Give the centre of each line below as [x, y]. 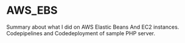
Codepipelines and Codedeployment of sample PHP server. [81, 33]
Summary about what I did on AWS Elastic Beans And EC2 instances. [93, 27]
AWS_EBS [32, 10]
